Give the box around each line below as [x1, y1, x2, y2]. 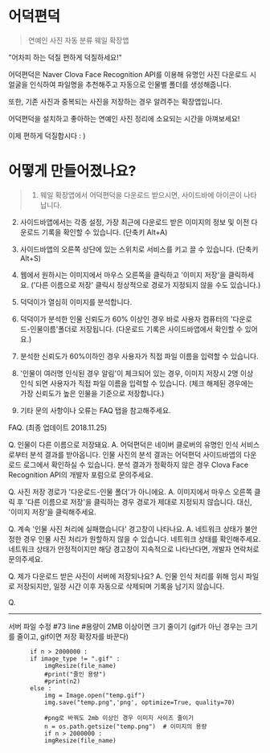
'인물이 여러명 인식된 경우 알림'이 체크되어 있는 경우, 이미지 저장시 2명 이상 [19, 368, 254, 378]
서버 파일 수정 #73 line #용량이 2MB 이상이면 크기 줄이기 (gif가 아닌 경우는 [8, 621, 243, 631]
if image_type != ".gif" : [29, 654, 121, 663]
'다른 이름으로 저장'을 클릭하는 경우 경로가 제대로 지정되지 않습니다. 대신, [25, 497, 252, 506]
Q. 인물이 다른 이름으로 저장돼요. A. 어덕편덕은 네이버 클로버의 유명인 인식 [8, 440, 239, 449]
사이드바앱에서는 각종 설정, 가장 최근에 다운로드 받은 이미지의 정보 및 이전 [19, 217, 250, 227]
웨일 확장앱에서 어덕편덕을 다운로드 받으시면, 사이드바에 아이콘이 [39, 190, 243, 199]
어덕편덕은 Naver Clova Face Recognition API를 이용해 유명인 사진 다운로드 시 [8, 69, 257, 79]
